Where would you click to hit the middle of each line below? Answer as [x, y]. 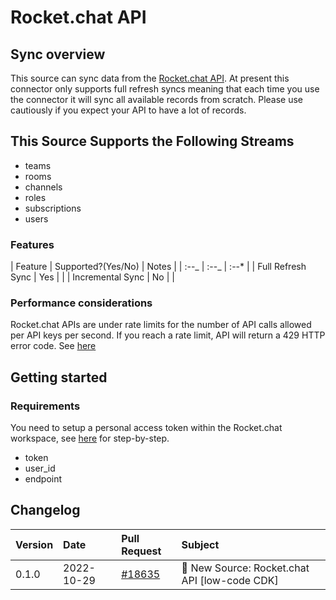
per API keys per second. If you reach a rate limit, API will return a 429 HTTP [168, 335]
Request [141, 551]
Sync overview [58, 54]
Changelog [45, 510]
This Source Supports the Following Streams [152, 141]
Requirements [45, 406]
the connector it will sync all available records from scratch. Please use [157, 99]
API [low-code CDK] [230, 580]
